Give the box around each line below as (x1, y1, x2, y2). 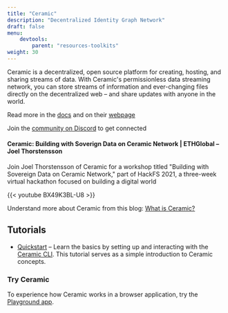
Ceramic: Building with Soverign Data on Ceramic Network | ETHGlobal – (7, 140, 220, 148)
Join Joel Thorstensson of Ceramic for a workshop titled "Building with (7, 163, 209, 171)
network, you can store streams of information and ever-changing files (7, 82, 209, 91)
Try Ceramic (7, 274, 50, 284)
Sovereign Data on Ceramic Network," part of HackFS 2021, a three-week (7, 170, 217, 179)
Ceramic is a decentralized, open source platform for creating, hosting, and (7, 67, 221, 76)
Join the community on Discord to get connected (7, 124, 147, 132)
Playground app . (7, 298, 54, 306)
